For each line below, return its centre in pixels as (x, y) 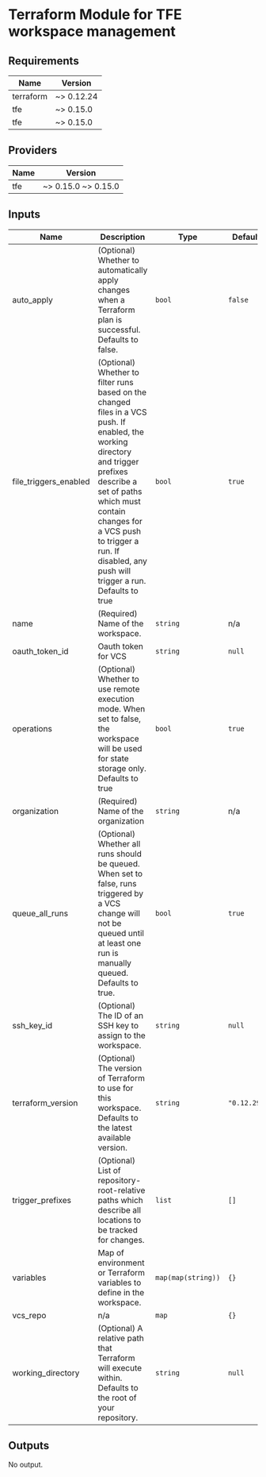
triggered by (121, 893)
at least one (120, 943)
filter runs (116, 382)
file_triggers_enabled (51, 481)
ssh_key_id (32, 1025)
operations (32, 728)
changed (114, 402)
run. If (109, 551)
